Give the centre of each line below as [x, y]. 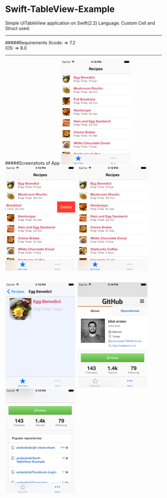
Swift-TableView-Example [60, 9]
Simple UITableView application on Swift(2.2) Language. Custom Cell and [80, 23]
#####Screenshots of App [33, 163]
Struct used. [18, 28]
